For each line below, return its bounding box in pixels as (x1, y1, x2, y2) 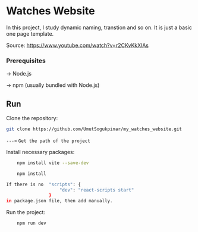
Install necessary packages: (6, 148, 75, 155)
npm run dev (17, 220, 46, 227)
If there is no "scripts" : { (6, 181, 81, 187)
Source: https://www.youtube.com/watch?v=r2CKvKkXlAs (6, 42, 149, 49)
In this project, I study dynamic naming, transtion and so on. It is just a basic (6, 24, 192, 31)
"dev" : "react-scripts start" (59, 187, 134, 193)
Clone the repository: (6, 115, 58, 122)
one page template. (6, 30, 54, 37)
